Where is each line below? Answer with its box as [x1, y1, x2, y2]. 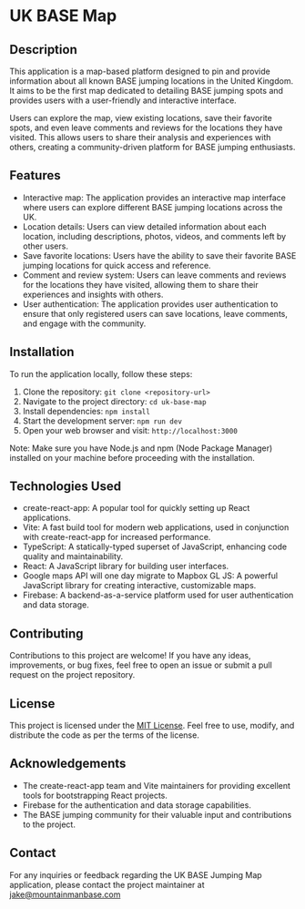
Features [9, 168, 61, 183]
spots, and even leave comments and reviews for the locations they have [9, 122, 283, 133]
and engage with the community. [22, 318, 147, 329]
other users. [22, 240, 68, 251]
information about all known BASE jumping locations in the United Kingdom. [9, 76, 294, 87]
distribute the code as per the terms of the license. [9, 730, 200, 740]
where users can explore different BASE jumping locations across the [22, 201, 283, 212]
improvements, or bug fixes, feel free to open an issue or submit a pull [9, 659, 273, 670]
